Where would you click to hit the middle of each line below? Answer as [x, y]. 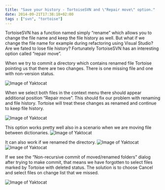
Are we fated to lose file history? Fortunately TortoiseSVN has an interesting [82, 48]
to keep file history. [25, 108]
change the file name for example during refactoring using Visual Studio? [79, 43]
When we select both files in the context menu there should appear [73, 93]
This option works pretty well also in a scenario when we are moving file [78, 127]
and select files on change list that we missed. [52, 173]
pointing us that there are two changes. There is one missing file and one [79, 68]
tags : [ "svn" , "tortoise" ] [34, 19]
